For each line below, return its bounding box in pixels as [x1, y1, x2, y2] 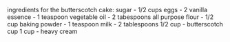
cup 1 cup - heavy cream [7, 27, 78, 35]
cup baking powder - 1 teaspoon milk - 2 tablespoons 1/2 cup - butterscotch [7, 20, 224, 28]
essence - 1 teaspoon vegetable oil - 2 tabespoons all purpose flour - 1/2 [7, 13, 214, 21]
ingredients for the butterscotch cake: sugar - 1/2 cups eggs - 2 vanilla [7, 6, 208, 14]
